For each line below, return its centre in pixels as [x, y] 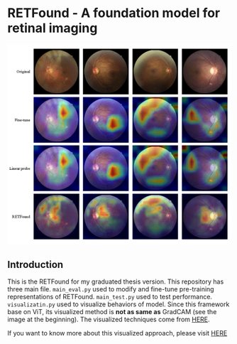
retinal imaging [53, 28]
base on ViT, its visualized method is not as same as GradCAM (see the [112, 312]
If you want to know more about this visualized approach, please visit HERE [117, 333]
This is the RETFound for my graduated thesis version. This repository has [116, 281]
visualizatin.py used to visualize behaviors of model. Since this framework [118, 304]
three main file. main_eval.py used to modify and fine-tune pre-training [111, 289]
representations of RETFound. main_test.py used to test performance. [110, 297]
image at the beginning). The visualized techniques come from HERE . [109, 319]
